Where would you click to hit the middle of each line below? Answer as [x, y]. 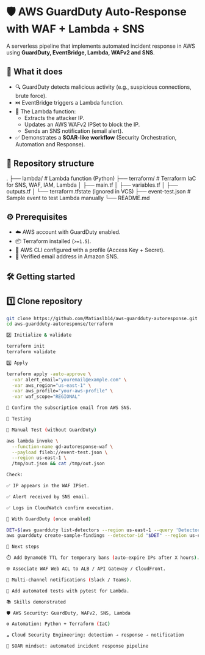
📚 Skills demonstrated [36, 602]
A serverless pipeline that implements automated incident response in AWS [101, 46]
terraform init [26, 346]
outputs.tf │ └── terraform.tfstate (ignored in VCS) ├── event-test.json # [99, 191]
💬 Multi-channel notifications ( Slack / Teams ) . [69, 580]
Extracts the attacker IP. [54, 118]
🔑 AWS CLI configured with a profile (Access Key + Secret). [90, 250]
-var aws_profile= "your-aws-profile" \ [63, 391]
